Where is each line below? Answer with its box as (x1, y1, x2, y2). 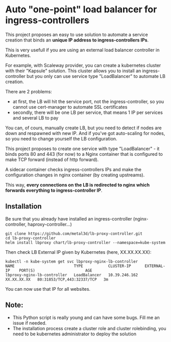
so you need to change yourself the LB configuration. (5, 135, 117, 142)
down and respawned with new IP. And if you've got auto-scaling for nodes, (5, 130, 165, 136)
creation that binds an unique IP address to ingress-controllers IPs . (5, 37, 149, 43)
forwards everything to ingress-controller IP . (5, 187, 103, 193)
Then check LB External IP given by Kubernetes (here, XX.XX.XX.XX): (5, 249, 152, 255)
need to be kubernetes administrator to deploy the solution (12, 331, 137, 337)
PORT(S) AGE (18, 268, 93, 273)
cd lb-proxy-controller (5, 235, 56, 240)
